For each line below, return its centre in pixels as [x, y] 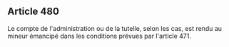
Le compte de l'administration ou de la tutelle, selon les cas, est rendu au [115, 28]
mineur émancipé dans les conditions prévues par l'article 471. [99, 36]
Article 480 [33, 12]
